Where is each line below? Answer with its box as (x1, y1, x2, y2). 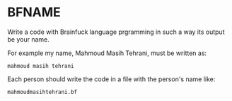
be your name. (7, 35, 50, 43)
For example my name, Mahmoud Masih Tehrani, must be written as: (7, 49, 207, 57)
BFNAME (7, 4, 62, 20)
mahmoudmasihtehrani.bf (7, 88, 78, 95)
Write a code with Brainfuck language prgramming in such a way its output (7, 28, 225, 36)
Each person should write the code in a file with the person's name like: (7, 75, 216, 83)
